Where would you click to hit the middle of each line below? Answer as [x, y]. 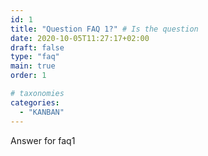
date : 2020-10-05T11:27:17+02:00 [80, 38]
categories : [35, 102]
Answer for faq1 [43, 140]
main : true [33, 66]
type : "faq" [35, 57]
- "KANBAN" [42, 112]
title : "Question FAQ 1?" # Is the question [104, 29]
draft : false [37, 47]
